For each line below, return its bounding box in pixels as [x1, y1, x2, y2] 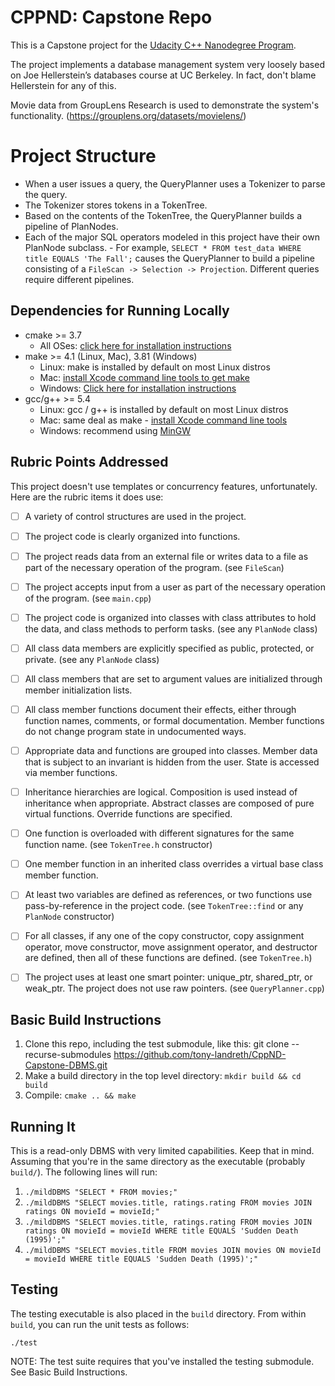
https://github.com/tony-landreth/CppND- [113, 1049, 287, 1061]
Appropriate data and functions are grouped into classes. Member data [24, 745, 318, 756]
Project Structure [10, 145, 157, 168]
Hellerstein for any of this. [10, 79, 117, 91]
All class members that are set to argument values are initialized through [24, 672, 323, 685]
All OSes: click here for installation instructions [39, 339, 232, 351]
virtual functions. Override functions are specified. [24, 808, 233, 820]
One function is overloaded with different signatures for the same [24, 827, 295, 840]
